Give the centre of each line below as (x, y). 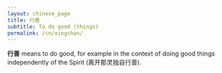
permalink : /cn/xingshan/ (45, 33)
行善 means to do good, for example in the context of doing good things (111, 54)
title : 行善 (24, 20)
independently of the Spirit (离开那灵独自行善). (74, 63)
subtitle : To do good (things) (53, 26)
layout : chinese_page (39, 14)
